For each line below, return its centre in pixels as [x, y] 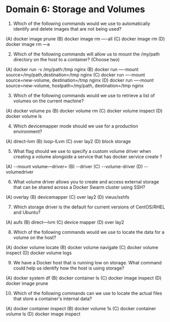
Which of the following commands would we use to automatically [82, 23]
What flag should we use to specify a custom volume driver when [82, 151]
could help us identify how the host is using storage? [69, 268]
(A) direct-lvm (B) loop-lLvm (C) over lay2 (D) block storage [68, 141]
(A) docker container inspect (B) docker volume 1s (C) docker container [81, 308]
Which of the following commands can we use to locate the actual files [88, 293]
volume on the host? [35, 237]
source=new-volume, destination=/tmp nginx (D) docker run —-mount [80, 80]
